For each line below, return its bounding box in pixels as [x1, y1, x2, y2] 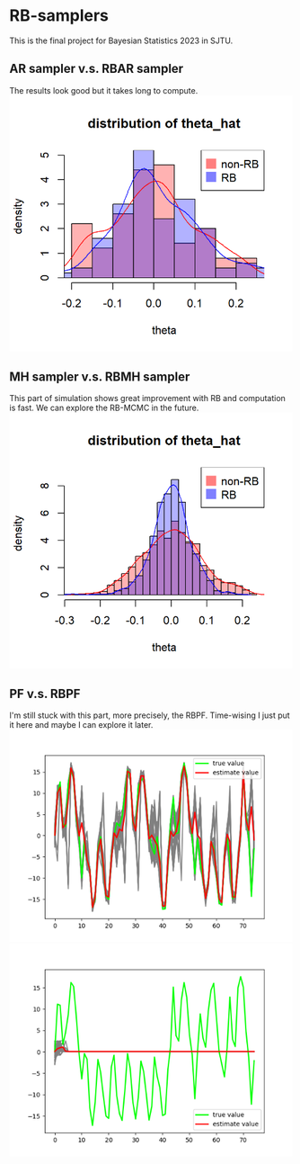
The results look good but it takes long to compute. [9, 85, 199, 95]
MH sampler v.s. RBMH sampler [9, 369, 190, 384]
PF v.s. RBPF [9, 685, 81, 702]
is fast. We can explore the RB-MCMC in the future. [9, 402, 199, 414]
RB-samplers [9, 5, 110, 26]
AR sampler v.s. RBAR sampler [9, 61, 184, 76]
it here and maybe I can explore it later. [9, 720, 154, 730]
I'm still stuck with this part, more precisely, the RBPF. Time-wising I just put [9, 710, 290, 721]
